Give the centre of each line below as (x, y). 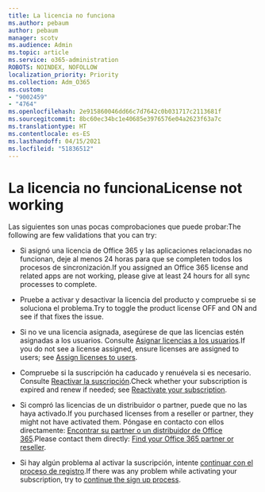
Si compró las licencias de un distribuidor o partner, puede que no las (133, 405)
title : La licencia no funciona (61, 15)
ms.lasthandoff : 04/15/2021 (55, 141)
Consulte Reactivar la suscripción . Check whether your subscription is (133, 382)
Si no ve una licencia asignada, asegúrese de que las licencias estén (132, 332)
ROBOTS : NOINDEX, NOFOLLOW (53, 68)
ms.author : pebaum (38, 23)
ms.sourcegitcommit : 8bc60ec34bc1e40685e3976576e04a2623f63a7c (115, 119)
